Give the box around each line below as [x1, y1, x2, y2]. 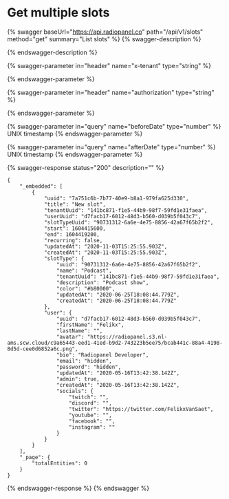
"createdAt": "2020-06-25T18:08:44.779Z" [56, 297, 177, 304]
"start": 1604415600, [43, 225, 107, 232]
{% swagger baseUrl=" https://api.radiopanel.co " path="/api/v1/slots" [7, 28, 204, 36]
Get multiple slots [7, 5, 110, 21]
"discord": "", [68, 399, 112, 407]
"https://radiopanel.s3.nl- [87, 333, 168, 340]
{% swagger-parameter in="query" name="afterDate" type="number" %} [7, 142, 216, 151]
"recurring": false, [43, 237, 103, 244]
